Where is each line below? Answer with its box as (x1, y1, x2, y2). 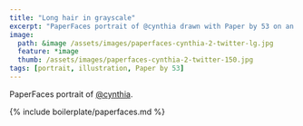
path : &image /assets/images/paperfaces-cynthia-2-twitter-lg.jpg (17, 38, 274, 48)
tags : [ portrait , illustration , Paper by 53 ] (9, 64, 184, 73)
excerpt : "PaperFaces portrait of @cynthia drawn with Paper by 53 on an (9, 22, 295, 31)
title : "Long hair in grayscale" (9, 13, 136, 23)
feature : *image (17, 47, 79, 56)
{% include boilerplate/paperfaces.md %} (9, 106, 166, 117)
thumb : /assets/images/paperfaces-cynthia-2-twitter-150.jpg (17, 55, 254, 64)
